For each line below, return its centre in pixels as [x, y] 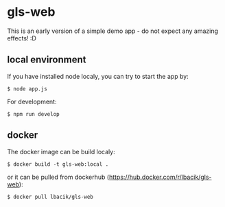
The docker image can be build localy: [61, 151]
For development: [32, 101]
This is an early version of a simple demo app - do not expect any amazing [113, 31]
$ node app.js [27, 89]
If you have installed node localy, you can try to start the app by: [98, 76]
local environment [47, 60]
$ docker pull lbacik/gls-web [50, 197]
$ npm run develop [33, 114]
